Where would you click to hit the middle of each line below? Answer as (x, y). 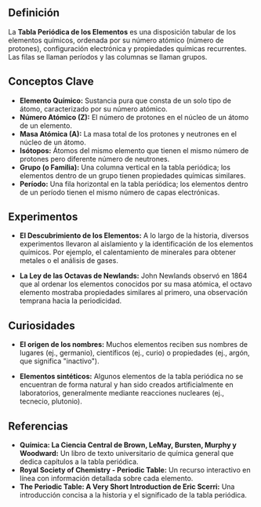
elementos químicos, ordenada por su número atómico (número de (116, 40)
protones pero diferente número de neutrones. (94, 159)
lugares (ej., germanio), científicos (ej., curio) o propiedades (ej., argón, (134, 353)
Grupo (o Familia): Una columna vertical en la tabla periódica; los (125, 167)
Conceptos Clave (51, 82)
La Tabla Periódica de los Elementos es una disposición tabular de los (122, 31)
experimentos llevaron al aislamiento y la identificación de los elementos (136, 244)
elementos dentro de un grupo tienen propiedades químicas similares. (132, 175)
